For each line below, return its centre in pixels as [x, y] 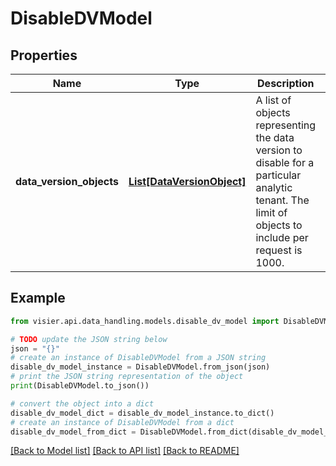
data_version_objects [67, 181]
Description [286, 83]
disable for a [285, 162]
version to [279, 150]
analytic [274, 187]
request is [279, 250]
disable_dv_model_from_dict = [73, 432]
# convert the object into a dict [82, 403]
